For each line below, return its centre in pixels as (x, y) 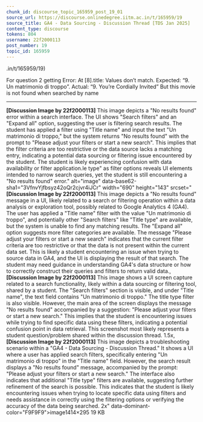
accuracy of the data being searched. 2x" (58, 406)
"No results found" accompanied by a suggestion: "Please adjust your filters (101, 310)
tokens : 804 (21, 34)
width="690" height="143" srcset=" (147, 187)
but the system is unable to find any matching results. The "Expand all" (95, 226)
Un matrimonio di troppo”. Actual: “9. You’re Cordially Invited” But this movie (101, 86)
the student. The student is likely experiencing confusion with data (89, 161)
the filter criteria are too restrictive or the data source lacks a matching (94, 149)
